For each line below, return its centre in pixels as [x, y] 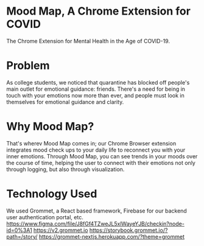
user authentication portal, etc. [45, 217]
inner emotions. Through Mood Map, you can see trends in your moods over [102, 156]
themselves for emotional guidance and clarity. [65, 102]
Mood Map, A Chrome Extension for [98, 11]
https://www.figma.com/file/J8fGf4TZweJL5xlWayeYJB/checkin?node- [95, 223]
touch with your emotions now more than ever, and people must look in [95, 95]
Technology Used [52, 194]
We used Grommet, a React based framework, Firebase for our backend [97, 211]
